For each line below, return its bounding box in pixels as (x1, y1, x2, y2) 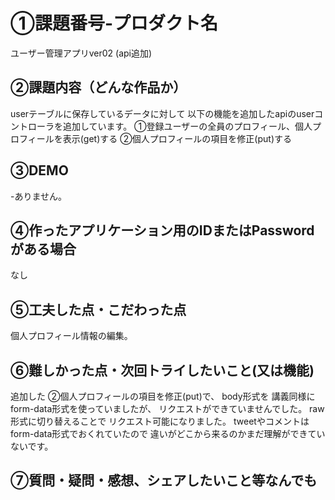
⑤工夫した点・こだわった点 (10, 301, 187, 318)
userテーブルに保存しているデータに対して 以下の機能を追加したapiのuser (10, 107, 315, 119)
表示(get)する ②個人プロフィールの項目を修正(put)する (62, 132, 293, 144)
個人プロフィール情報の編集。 (10, 330, 133, 342)
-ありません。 (10, 190, 68, 202)
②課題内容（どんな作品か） (10, 79, 187, 96)
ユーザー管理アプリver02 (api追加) (10, 47, 153, 59)
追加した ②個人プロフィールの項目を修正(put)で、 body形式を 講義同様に (10, 390, 316, 402)
